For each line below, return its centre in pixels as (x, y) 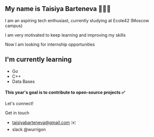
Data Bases (23, 81)
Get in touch (17, 113)
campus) (14, 26)
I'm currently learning (38, 60)
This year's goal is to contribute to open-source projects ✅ (65, 93)
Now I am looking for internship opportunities (50, 44)
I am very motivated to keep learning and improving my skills (65, 35)
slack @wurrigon (29, 129)
